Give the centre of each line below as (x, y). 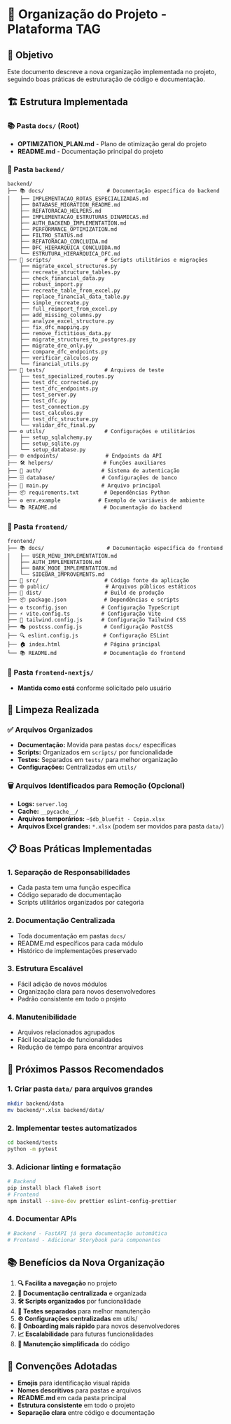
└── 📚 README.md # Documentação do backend (95, 507)
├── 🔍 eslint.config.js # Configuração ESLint (88, 636)
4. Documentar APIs (42, 1219)
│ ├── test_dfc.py (37, 401)
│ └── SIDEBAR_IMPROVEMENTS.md (56, 574)
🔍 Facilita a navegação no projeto (67, 1283)
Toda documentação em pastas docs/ (72, 936)
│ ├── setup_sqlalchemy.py (50, 437)
